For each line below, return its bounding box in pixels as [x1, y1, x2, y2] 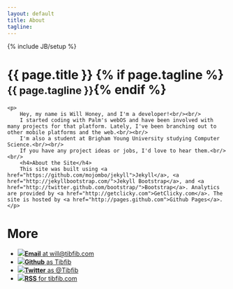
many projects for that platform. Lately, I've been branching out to [7, 123, 217, 130]
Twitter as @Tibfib [24, 266, 79, 274]
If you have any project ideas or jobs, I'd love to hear [20, 147, 192, 154]
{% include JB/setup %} [7, 43, 77, 51]
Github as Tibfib [24, 258, 72, 266]
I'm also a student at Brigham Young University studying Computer [20, 135, 220, 142]
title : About [7, 17, 45, 24]
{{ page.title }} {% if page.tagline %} [7, 67, 225, 82]
